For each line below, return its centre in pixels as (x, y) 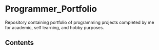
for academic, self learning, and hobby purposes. (55, 27)
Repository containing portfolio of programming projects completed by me (80, 22)
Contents (20, 43)
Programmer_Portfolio (51, 9)
